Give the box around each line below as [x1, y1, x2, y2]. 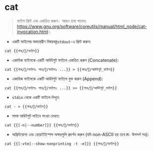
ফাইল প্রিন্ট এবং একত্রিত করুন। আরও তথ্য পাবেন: [16, 18, 87, 24]
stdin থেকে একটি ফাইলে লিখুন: [11, 94, 60, 100]
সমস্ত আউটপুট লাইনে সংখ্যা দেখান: [11, 113, 60, 119]
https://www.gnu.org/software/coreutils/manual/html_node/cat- [16, 23, 147, 29]
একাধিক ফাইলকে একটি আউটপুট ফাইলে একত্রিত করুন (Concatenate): [11, 57, 119, 63]
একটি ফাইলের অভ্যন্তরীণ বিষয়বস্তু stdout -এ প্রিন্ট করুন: [11, 39, 91, 45]
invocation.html [16, 29, 49, 35]
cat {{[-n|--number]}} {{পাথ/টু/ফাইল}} [4, 123, 80, 128]
